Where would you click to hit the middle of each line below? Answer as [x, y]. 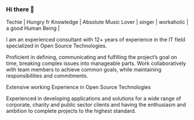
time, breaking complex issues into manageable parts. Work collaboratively [96, 63]
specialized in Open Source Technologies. [57, 46]
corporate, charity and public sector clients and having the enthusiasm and [96, 105]
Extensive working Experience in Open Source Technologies [79, 87]
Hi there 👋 [20, 9]
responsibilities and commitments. [47, 76]
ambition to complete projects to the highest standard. [71, 111]
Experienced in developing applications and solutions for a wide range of [94, 98]
